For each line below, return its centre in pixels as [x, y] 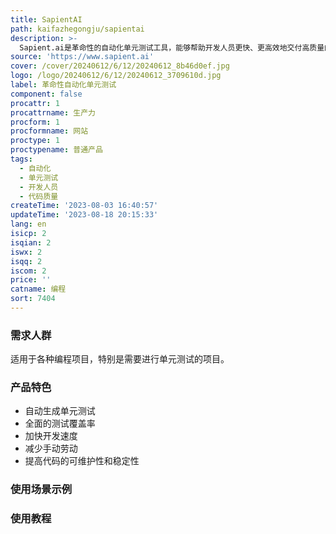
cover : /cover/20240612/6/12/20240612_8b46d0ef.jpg [120, 66]
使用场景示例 [41, 489]
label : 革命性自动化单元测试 [63, 85]
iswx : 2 [26, 252]
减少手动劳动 [51, 448]
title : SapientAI [46, 19]
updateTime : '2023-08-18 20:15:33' [84, 215]
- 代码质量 [39, 196]
